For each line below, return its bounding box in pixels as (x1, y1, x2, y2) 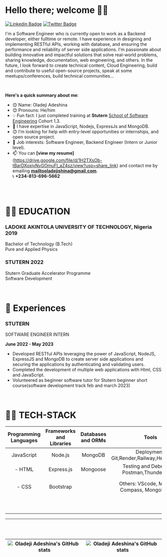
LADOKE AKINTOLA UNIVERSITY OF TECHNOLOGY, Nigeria (5, 223, 152, 230)
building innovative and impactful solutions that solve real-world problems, (5, 52, 158, 58)
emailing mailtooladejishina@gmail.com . (12, 168, 98, 174)
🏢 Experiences (5, 302, 66, 314)
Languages (10, 437, 38, 444)
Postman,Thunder (122, 469, 164, 476)
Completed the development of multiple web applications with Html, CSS (12, 367, 162, 373)
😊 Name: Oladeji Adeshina (12, 102, 68, 108)
